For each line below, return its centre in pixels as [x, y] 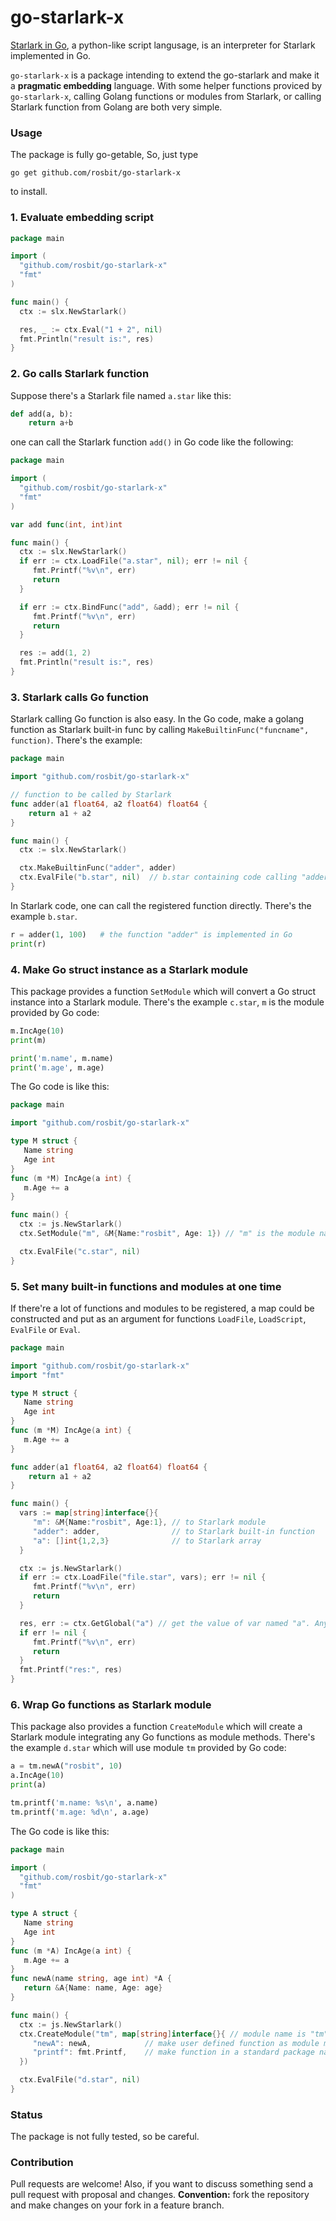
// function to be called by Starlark [91, 795]
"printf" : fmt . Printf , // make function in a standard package [173, 2052]
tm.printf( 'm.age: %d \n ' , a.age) [80, 1812]
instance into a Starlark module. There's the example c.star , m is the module [167, 1002]
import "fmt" [37, 1375]
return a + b [51, 423]
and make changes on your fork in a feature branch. [117, 2205]
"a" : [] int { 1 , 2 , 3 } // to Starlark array [147, 1541]
